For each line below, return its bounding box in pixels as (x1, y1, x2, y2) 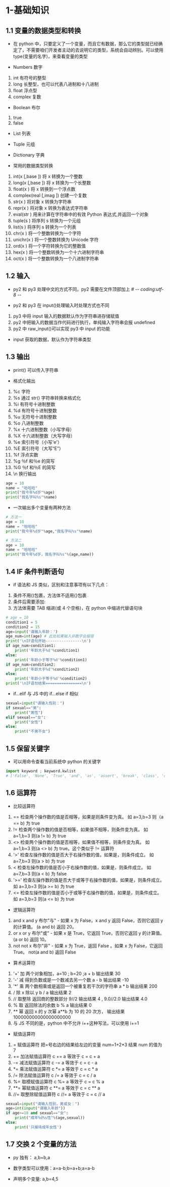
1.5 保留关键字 (6, 744, 50, 753)
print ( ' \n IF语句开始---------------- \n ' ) (6, 638, 91, 644)
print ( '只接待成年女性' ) (15, 1124, 62, 1130)
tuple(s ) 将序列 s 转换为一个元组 (13, 218, 81, 223)
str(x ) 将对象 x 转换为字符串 (13, 199, 72, 205)
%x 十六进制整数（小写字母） (13, 426, 75, 432)
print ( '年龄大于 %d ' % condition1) (15, 648, 80, 653)
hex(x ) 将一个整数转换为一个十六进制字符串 (13, 249, 104, 255)
